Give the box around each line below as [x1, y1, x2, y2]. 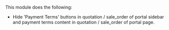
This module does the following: [5, 4, 73, 10]
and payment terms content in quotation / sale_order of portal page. [12, 19, 155, 25]
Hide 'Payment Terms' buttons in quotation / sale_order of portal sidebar [12, 14, 164, 19]
